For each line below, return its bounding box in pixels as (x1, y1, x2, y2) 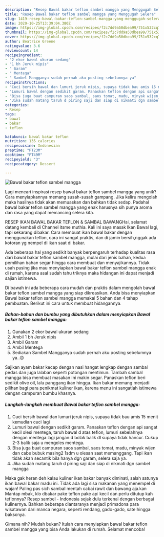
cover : (5, 35, 19, 40)
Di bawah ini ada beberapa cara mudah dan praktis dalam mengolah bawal (5, 285, 155, 291)
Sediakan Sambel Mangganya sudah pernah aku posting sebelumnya (12, 350, 151, 356)
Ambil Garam (12, 339, 39, 345)
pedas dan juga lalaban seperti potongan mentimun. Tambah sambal (5, 370, 143, 376)
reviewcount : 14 (5, 48, 38, 53)
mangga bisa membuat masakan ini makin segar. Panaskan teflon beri (5, 375, 145, 380)
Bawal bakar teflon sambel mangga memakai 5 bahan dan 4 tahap (5, 295, 138, 301)
